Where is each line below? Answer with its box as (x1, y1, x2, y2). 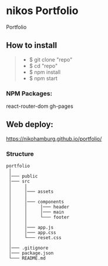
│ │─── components (8, 199, 65, 205)
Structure (6, 149, 34, 158)
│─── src (8, 179, 31, 185)
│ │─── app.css (8, 230, 57, 236)
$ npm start (29, 74, 58, 81)
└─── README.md (8, 255, 46, 261)
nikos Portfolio (6, 4, 79, 18)
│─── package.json (8, 250, 54, 256)
